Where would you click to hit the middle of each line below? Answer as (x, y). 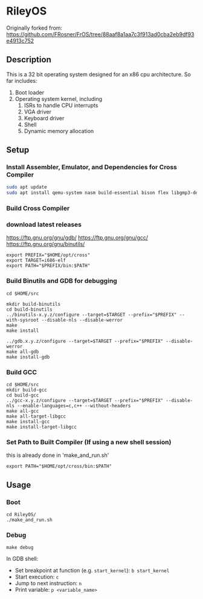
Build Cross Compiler (38, 209)
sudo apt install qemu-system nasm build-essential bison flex (88, 193)
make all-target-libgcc (36, 416)
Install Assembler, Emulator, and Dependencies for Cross (92, 167)
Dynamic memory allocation (59, 131)
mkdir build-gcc (27, 390)
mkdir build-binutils (34, 304)
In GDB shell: (22, 559)
